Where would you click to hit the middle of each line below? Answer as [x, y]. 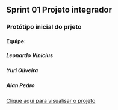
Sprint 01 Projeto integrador [59, 10]
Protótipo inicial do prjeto [44, 27]
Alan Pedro [20, 85]
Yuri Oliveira [22, 70]
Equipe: [16, 41]
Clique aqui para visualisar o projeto [51, 100]
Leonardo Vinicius [29, 55]
